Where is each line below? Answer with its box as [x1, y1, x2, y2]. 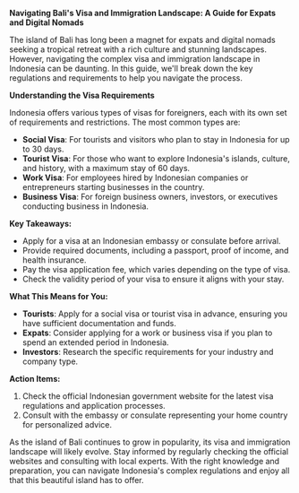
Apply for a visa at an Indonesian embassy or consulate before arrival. [21, 236, 281, 246]
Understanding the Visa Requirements [9, 90, 155, 100]
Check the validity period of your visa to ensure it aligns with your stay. [21, 273, 285, 284]
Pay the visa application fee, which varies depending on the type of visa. [21, 264, 291, 274]
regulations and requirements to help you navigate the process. [9, 73, 243, 83]
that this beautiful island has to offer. [9, 475, 145, 485]
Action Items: [9, 374, 61, 384]
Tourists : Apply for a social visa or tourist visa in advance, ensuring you [21, 308, 288, 319]
